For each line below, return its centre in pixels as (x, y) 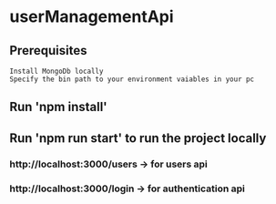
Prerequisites (48, 51)
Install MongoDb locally (56, 71)
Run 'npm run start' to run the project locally (138, 138)
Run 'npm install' (58, 107)
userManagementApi (92, 17)
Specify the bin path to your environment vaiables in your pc (132, 79)
